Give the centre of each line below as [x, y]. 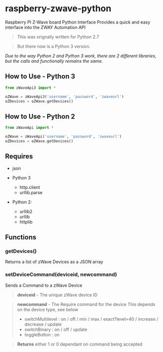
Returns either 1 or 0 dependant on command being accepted [80, 344]
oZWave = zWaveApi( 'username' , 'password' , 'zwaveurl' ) [63, 137]
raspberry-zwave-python [58, 9]
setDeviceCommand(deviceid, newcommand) [61, 275]
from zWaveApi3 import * [30, 88]
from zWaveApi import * [29, 128]
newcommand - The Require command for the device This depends [86, 304]
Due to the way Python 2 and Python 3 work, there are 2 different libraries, [81, 56]
